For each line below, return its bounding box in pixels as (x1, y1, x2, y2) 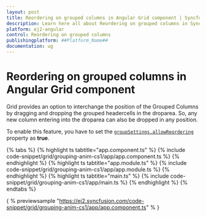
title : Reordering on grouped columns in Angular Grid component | (6, 15, 183, 21)
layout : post (6, 9, 40, 15)
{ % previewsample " (6, 197, 59, 204)
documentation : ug (6, 44, 53, 50)
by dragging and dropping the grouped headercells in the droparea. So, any (6, 109, 197, 116)
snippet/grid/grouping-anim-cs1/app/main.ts (6, 178, 119, 186)
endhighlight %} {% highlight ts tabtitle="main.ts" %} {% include (6, 172, 169, 180)
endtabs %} (6, 185, 37, 192)
